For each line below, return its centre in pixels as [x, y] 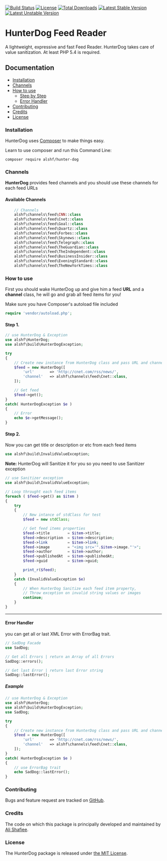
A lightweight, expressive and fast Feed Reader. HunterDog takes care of [80, 47]
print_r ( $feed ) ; [40, 570]
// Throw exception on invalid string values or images [82, 593]
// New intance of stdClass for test [62, 515]
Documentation [30, 68]
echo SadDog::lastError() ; [42, 772]
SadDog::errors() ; [24, 661]
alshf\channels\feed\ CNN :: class [47, 215]
